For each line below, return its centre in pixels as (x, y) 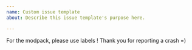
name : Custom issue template (43, 12)
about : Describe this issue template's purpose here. (76, 18)
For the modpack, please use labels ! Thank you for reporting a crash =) (96, 40)
